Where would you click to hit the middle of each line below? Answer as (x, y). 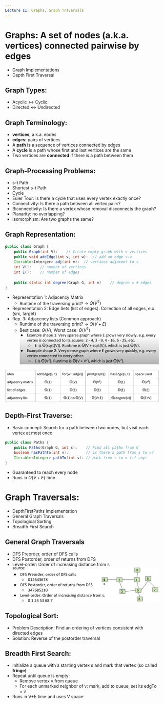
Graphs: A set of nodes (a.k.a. (67, 35)
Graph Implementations (36, 70)
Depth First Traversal (33, 75)
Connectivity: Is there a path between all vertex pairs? (66, 203)
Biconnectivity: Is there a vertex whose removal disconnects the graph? (84, 209)
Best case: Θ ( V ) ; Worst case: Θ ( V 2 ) (55, 330)
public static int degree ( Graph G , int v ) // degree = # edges (83, 283)
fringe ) (19, 671)
